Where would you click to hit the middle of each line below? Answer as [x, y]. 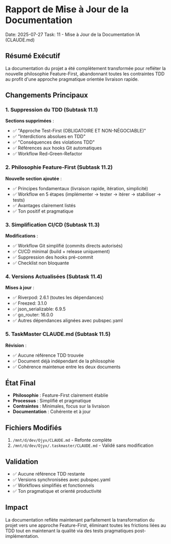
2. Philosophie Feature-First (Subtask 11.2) [59, 167]
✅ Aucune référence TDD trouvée [48, 355]
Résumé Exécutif [33, 56]
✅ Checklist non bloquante [41, 263]
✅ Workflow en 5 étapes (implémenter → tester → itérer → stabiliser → [87, 194]
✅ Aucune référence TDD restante [49, 474]
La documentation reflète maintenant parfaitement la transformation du [80, 519]
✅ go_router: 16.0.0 [33, 315]
